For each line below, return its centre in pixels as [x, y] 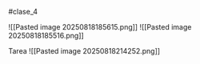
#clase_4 [23, 12]
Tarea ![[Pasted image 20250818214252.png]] [84, 51]
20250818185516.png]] [46, 36]
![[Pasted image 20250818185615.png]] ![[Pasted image [100, 27]
